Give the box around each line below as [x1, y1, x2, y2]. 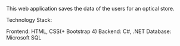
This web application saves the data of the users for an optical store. [6, 5, 175, 12]
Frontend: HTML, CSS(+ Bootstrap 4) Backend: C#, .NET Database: [6, 28, 172, 35]
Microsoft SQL [6, 34, 42, 41]
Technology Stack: [6, 17, 52, 23]
